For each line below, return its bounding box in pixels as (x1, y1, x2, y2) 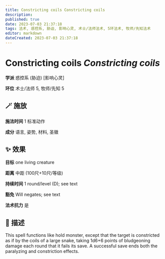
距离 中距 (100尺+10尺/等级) (5, 170, 63, 176)
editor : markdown (5, 31, 42, 36)
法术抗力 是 (5, 202, 29, 209)
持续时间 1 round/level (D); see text (5, 181, 78, 187)
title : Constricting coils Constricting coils (5, 7, 105, 13)
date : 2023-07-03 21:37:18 (5, 21, 62, 27)
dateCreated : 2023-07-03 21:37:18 (5, 36, 78, 41)
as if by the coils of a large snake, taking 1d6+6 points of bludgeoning (5, 238, 151, 244)
